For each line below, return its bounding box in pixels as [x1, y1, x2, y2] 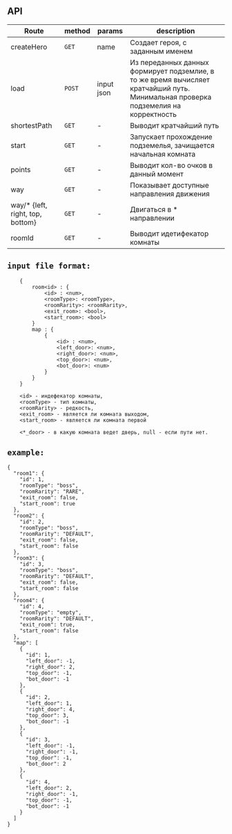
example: [7, 447, 45, 458]
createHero [10, 41, 48, 51]
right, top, [10, 209, 42, 219]
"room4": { [13, 597, 45, 604]
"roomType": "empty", [19, 609, 81, 616]
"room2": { [13, 512, 45, 519]
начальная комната [130, 149, 195, 158]
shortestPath [10, 120, 52, 130]
